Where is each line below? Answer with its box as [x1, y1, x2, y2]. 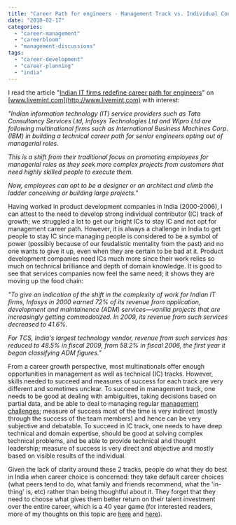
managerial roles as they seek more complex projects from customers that [8, 160, 224, 168]
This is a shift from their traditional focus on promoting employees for [8, 152, 209, 161]
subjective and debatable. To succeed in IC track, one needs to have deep [8, 421, 223, 430]
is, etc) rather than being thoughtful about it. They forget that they [26, 487, 216, 496]
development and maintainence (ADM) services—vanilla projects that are [8, 305, 221, 313]
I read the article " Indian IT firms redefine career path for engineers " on [8, 88, 214, 97]
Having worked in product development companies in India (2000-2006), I [8, 202, 223, 210]
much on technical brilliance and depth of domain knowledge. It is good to [8, 261, 223, 270]
